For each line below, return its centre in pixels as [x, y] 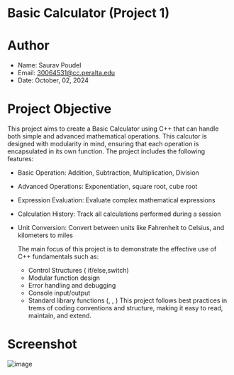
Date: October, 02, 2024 [53, 80]
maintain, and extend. [60, 316]
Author [28, 46]
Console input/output [59, 293]
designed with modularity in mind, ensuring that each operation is [103, 144]
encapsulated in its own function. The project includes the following [106, 151]
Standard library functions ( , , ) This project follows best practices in [128, 300]
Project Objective [60, 109]
